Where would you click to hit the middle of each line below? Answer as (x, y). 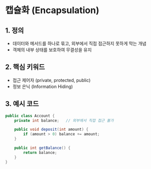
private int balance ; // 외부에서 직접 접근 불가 (64, 120)
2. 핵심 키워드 (25, 67)
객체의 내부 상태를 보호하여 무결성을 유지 (52, 50)
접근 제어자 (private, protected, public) (51, 80)
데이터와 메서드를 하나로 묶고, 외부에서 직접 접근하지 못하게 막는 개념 (79, 44)
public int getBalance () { (42, 148)
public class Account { (30, 116)
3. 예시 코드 (22, 104)
